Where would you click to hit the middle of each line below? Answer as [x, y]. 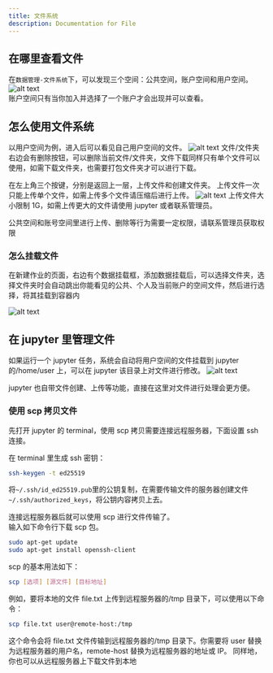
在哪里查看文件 [46, 58]
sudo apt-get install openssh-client [72, 550]
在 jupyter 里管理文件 [62, 339]
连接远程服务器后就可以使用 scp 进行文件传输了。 [91, 517]
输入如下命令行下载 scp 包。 [56, 527]
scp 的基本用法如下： [44, 567]
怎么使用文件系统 [51, 126]
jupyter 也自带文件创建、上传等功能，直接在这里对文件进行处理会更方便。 [131, 388]
